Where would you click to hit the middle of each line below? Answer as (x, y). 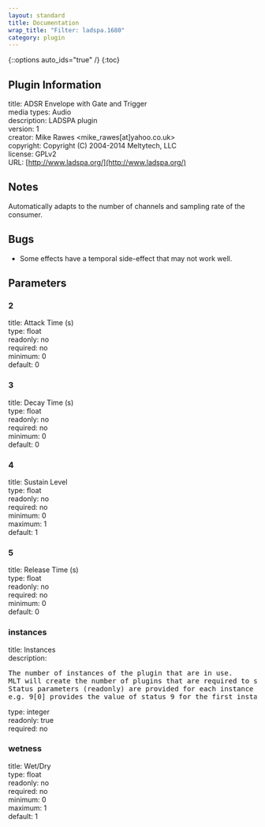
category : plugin (37, 37)
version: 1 (24, 129)
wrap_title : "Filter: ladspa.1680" (67, 30)
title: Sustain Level (38, 481)
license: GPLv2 (32, 154)
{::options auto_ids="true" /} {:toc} (64, 60)
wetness (25, 749)
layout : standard (37, 15)
